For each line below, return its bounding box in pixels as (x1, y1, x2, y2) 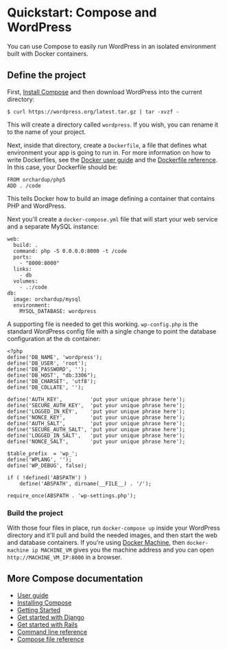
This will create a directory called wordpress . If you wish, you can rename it (7, 120, 218, 129)
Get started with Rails (16, 620, 78, 629)
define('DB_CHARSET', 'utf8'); (7, 378, 97, 384)
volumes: (13, 277, 38, 285)
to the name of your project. (7, 127, 86, 136)
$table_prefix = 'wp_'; (7, 450, 78, 457)
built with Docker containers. (7, 50, 88, 58)
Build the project (7, 508, 64, 517)
